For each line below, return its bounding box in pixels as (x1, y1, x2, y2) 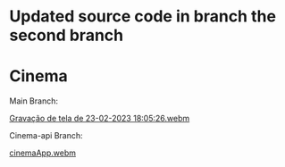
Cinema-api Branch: (9, 130, 83, 141)
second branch (9, 25, 123, 46)
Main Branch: (9, 96, 58, 106)
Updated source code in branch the (9, 6, 277, 27)
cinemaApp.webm (9, 147, 76, 158)
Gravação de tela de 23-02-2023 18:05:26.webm (9, 113, 190, 124)
